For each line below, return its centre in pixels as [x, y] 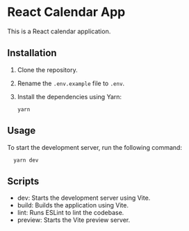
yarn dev [26, 160]
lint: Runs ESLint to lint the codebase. [71, 213]
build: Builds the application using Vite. [73, 205]
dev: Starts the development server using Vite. [84, 198]
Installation [32, 53]
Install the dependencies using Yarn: [69, 96]
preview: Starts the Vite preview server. [74, 220]
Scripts [23, 181]
